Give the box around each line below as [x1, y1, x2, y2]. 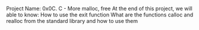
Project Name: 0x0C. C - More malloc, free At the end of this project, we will [6, 5, 193, 12]
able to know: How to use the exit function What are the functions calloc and [6, 11, 194, 18]
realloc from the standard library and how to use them [6, 18, 138, 24]
